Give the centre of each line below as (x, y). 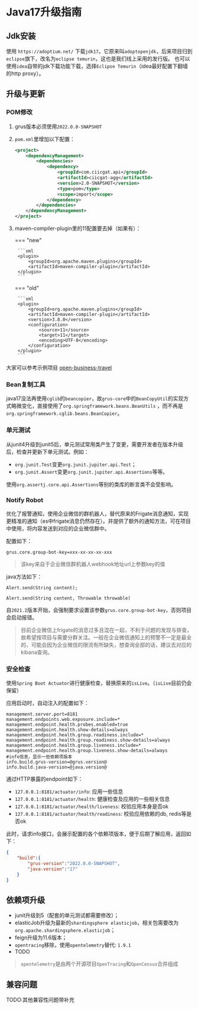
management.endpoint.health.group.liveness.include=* (74, 745)
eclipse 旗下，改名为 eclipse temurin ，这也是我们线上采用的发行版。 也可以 (98, 59)
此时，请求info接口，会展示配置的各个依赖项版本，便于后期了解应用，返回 (96, 834)
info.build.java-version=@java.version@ (57, 767)
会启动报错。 (22, 617)
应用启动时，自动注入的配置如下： (48, 703)
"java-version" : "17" (53, 869)
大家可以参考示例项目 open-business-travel (59, 368)
